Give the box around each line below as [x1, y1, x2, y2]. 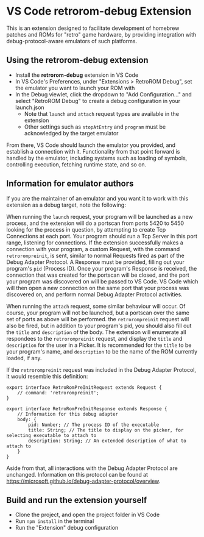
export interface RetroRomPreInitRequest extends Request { [6, 384, 163, 391]
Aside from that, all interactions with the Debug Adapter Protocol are [6, 464, 178, 472]
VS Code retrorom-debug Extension [6, 4, 192, 18]
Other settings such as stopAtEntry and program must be [24, 123, 166, 130]
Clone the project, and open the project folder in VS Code [15, 511, 160, 519]
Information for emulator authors [6, 179, 134, 189]
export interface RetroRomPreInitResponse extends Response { [6, 405, 167, 412]
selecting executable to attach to [6, 432, 97, 438]
